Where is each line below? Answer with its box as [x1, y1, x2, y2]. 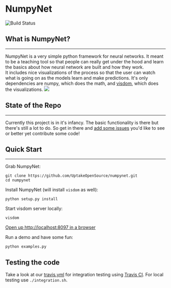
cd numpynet [5, 178, 31, 183]
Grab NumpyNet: [5, 163, 41, 170]
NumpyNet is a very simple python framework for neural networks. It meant [5, 53, 164, 59]
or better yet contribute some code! [5, 130, 80, 136]
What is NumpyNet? [5, 35, 70, 43]
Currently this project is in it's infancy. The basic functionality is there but [5, 119, 159, 126]
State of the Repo [5, 101, 62, 110]
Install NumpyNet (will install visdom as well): [5, 187, 98, 193]
